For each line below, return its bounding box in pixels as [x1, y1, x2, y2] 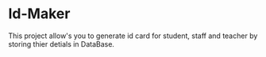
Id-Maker [8, 5, 71, 23]
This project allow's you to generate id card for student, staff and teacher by [8, 31, 258, 40]
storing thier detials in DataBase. [8, 39, 115, 48]
